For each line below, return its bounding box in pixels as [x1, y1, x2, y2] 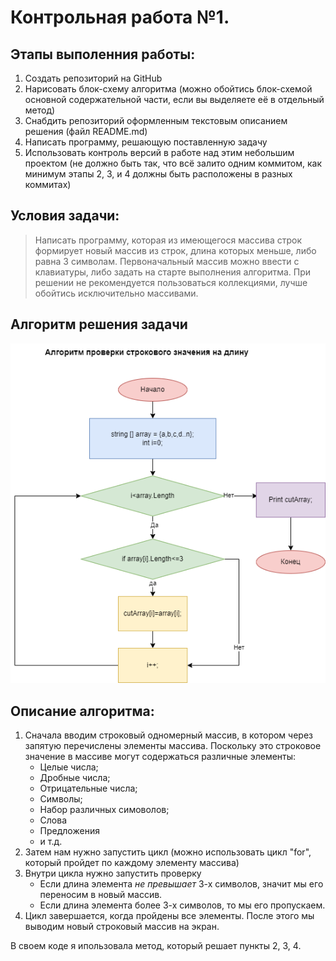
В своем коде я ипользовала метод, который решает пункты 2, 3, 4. [10, 939, 302, 951]
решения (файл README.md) [24, 126, 148, 137]
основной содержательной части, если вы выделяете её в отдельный [24, 94, 325, 105]
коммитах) [24, 179, 72, 190]
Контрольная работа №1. [10, 6, 230, 29]
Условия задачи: [10, 207, 120, 225]
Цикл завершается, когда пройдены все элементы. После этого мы [24, 909, 315, 921]
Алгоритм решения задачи [10, 316, 188, 333]
